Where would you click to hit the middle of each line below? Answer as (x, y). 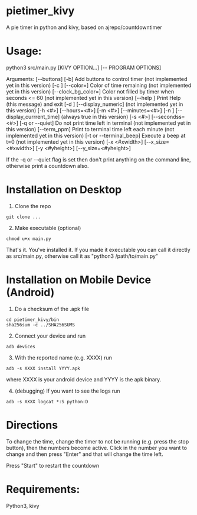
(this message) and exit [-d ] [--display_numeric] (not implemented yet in (95, 104)
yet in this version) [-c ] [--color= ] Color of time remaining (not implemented (99, 85)
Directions (32, 425)
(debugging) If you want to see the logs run (67, 391)
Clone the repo (33, 206)
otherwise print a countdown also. (47, 166)
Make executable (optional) (48, 228)
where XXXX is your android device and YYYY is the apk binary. (84, 379)
